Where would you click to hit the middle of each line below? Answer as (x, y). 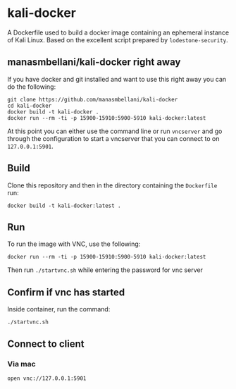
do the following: (32, 87)
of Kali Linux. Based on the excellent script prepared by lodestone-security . (118, 39)
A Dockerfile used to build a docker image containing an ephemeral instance (118, 32)
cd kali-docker (30, 106)
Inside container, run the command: (59, 309)
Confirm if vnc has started (66, 292)
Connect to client (46, 344)
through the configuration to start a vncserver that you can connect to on (113, 138)
